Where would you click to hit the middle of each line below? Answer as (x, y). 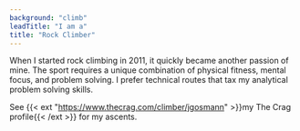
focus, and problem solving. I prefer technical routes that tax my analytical (149, 80)
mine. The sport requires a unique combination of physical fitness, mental (148, 70)
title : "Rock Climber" (52, 35)
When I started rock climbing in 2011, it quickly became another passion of (149, 61)
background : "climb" (49, 18)
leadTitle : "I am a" (49, 26)
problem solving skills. (52, 90)
